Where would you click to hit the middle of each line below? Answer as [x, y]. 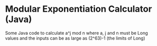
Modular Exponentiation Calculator [78, 9]
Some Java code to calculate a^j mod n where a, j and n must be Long [77, 33]
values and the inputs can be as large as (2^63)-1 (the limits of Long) [75, 38]
